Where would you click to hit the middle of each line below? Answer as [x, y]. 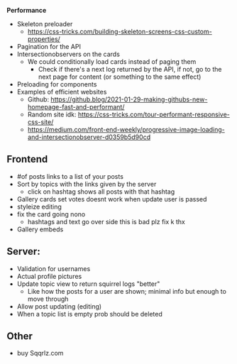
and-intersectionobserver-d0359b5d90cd [89, 137]
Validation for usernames [54, 268]
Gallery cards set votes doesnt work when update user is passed [112, 199]
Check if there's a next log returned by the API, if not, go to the [130, 69]
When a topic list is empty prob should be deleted [89, 314]
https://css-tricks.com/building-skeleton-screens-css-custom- [120, 32]
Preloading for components [57, 84]
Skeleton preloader [45, 24]
